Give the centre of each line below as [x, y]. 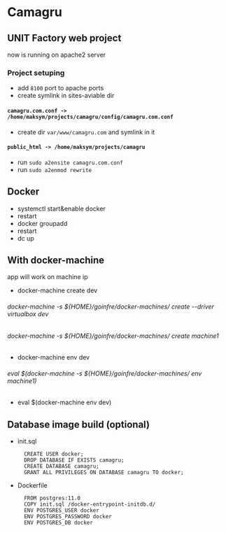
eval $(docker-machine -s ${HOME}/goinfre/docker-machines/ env [105, 373]
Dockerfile [32, 485]
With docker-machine [56, 260]
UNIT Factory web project [64, 38]
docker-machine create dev [57, 290]
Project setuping [36, 73]
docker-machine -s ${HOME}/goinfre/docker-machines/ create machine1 [113, 336]
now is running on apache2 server [57, 55]
